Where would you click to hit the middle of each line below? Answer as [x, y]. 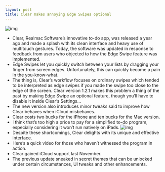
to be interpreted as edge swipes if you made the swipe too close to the [85, 85]
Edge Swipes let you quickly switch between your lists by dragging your [85, 64]
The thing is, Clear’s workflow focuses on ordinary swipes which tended [86, 80]
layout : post [19, 10]
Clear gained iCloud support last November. [57, 153]
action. [19, 148]
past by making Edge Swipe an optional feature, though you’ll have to [83, 96]
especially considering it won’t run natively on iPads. [66, 127]
